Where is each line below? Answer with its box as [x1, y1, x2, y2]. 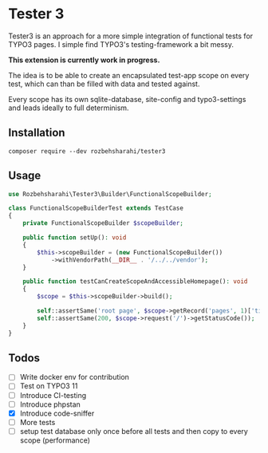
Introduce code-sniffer [19, 408, 95, 418]
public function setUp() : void [22, 234, 127, 242]
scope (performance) [19, 435, 90, 445]
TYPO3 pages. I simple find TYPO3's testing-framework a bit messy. [8, 39, 234, 49]
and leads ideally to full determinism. [8, 103, 129, 112]
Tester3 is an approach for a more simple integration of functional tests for [8, 31, 254, 41]
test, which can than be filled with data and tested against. [8, 79, 200, 89]
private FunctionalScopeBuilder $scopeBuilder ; [22, 219, 183, 227]
